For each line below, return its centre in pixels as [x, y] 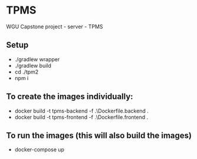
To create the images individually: [70, 97]
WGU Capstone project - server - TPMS [55, 26]
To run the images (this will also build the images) [99, 135]
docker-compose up [40, 150]
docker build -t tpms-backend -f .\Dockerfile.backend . [81, 111]
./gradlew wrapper [37, 59]
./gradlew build [33, 65]
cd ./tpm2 [27, 72]
